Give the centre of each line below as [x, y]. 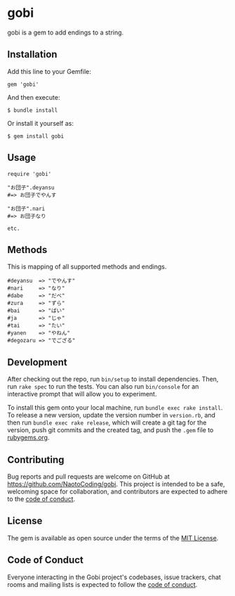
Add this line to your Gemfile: [49, 71]
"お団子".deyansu [31, 188]
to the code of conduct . [41, 499]
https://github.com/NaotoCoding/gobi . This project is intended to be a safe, [116, 484]
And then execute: [34, 97]
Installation [32, 54]
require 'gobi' [29, 174]
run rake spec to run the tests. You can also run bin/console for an [103, 387]
